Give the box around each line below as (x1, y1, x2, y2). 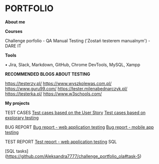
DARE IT (5, 43, 22, 49)
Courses (5, 28, 23, 34)
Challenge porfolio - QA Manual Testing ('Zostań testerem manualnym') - (5, 37, 151, 44)
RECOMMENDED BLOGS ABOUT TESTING (5, 71, 90, 77)
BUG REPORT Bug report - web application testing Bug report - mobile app (5, 124, 154, 130)
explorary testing (5, 115, 39, 120)
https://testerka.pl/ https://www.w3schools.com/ (5, 91, 102, 97)
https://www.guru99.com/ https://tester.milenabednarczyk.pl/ (5, 85, 128, 91)
